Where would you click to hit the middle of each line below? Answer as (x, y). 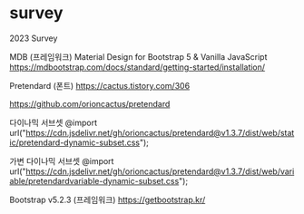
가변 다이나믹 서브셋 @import (62, 160)
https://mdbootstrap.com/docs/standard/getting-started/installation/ (137, 67)
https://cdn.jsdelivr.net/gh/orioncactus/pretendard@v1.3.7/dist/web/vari (160, 171)
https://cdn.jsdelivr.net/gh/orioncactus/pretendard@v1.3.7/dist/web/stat (160, 132)
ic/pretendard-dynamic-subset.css (75, 142)
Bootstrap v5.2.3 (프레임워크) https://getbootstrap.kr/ (108, 199)
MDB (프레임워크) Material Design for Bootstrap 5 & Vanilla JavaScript (138, 56)
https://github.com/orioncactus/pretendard (90, 103)
